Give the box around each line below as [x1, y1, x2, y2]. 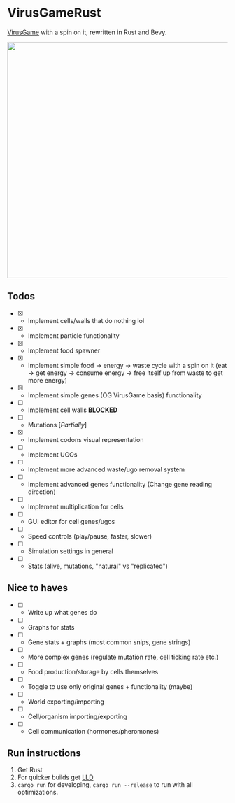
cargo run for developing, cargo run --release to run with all [17, 781, 194, 789]
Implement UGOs [27, 450, 78, 459]
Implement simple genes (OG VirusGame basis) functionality [27, 390, 202, 399]
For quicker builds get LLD [17, 773, 94, 781]
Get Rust [17, 766, 43, 774]
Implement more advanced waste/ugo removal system [27, 465, 185, 474]
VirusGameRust [7, 5, 101, 21]
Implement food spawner [27, 346, 101, 355]
